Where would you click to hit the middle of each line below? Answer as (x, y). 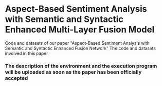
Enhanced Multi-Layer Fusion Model (80, 30)
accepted (17, 78)
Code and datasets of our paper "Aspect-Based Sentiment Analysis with (77, 43)
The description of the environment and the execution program (81, 66)
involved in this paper (27, 53)
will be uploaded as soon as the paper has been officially (73, 72)
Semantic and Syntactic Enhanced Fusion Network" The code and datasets (81, 48)
